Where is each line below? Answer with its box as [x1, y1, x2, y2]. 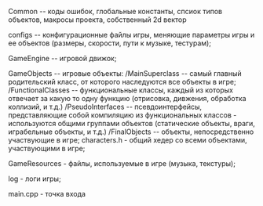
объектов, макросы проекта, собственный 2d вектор [8, 15, 187, 24]
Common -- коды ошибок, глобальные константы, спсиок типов [8, 7, 222, 16]
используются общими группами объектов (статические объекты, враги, [8, 119, 255, 128]
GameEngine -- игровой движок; [8, 54, 117, 63]
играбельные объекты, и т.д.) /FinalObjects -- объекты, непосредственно [8, 127, 254, 136]
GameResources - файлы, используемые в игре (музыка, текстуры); [8, 159, 236, 168]
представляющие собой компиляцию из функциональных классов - [8, 110, 237, 120]
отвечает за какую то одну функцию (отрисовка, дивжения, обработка [8, 94, 247, 103]
